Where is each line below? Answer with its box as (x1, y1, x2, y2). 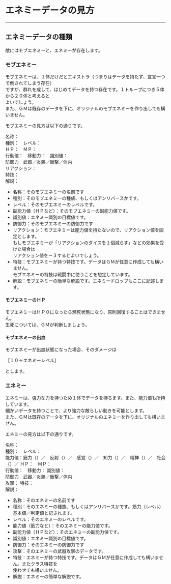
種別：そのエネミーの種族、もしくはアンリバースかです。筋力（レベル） (12, 503, 164, 509)
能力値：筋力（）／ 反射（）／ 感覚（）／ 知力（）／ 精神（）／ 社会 (5, 454, 166, 460)
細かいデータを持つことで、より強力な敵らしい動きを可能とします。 (5, 407, 148, 414)
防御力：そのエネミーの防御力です (12, 541, 84, 547)
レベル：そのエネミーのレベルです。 (12, 516, 89, 522)
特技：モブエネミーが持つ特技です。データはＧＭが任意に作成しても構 (12, 259, 159, 265)
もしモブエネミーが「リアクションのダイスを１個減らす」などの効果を (12, 240, 160, 246)
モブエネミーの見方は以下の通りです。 (5, 123, 85, 129)
